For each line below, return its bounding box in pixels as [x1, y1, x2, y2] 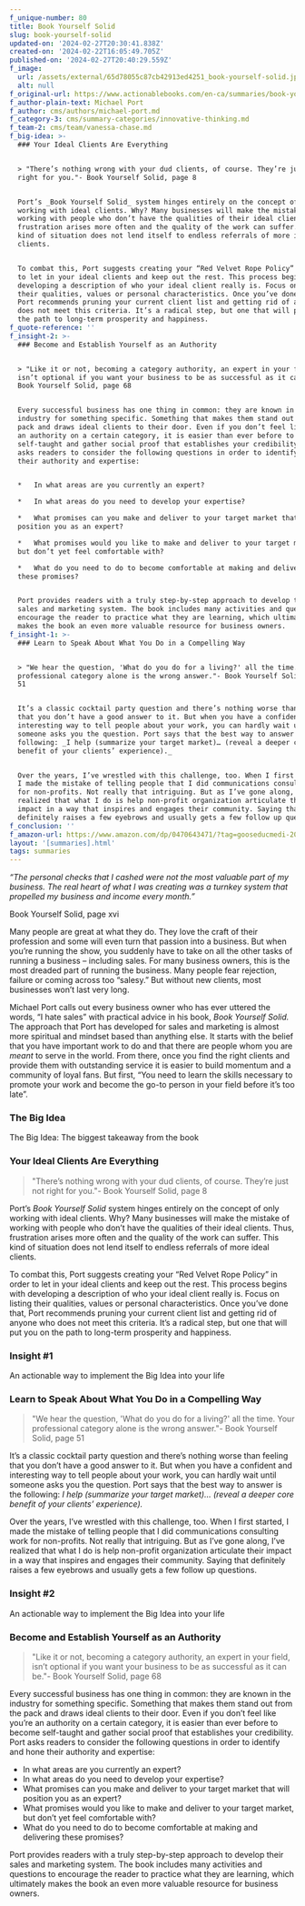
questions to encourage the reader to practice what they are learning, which [9, 1868, 295, 1879]
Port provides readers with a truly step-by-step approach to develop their [9, 1849, 284, 1860]
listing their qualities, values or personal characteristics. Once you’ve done [9, 1298, 289, 1309]
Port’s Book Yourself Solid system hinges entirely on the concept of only [9, 1202, 280, 1214]
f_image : [9, 65, 43, 74]
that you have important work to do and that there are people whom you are [9, 1040, 293, 1051]
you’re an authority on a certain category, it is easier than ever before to [9, 1717, 279, 1728]
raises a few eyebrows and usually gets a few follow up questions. [9, 1565, 257, 1576]
